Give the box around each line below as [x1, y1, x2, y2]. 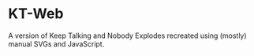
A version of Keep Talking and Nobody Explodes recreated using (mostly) [8, 31, 247, 40]
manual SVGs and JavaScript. [8, 39, 105, 48]
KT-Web [8, 5, 64, 23]
